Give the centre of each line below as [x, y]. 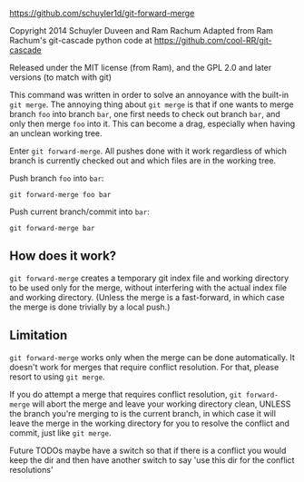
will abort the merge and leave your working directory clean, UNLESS [161, 404]
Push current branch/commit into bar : [79, 211]
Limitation [39, 335]
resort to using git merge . [58, 377]
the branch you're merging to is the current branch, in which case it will [143, 413]
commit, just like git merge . [60, 433]
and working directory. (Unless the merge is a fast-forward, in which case [147, 297]
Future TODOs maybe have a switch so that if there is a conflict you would [148, 450]
